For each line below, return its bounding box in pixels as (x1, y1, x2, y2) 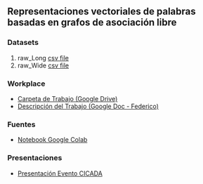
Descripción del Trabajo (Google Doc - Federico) (17, 102, 159, 110)
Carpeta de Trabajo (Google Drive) (17, 94, 118, 103)
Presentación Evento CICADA (17, 169, 103, 178)
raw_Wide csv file (17, 61, 69, 70)
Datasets (7, 38, 39, 48)
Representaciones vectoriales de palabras (7, 6, 197, 18)
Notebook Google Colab (17, 136, 88, 144)
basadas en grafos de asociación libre (7, 17, 177, 29)
